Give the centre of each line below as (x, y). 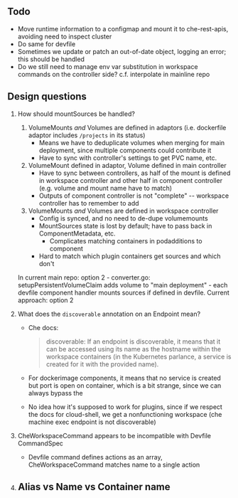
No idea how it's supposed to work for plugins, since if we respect (125, 407)
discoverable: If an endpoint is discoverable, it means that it (133, 341)
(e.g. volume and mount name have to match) (106, 188)
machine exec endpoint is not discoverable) (92, 422)
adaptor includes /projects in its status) (87, 135)
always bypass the (55, 393)
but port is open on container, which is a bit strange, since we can (125, 385)
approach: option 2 (45, 300)
